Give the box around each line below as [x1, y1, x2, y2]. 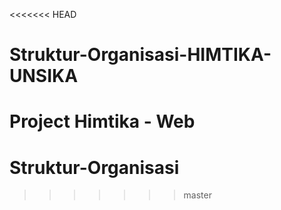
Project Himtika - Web [9, 110, 196, 133]
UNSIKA [9, 65, 79, 88]
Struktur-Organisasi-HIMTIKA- [9, 44, 272, 66]
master [183, 189, 212, 201]
